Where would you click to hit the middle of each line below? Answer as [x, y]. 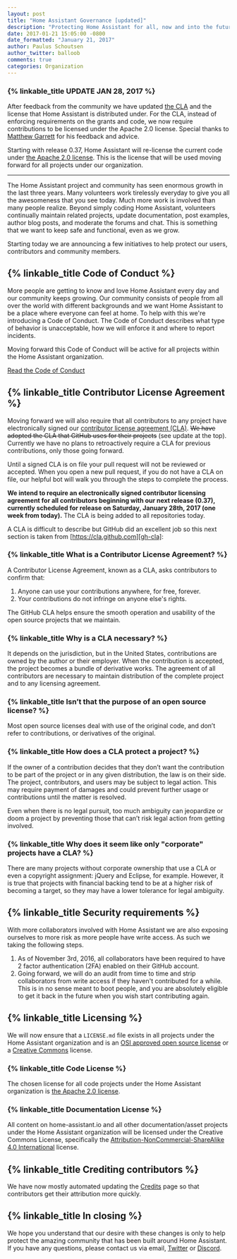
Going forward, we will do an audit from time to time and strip [107, 973]
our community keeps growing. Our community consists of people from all [115, 298]
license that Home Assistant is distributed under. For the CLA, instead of [112, 114]
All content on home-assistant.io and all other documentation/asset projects [117, 1125]
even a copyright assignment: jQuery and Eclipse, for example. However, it [116, 876]
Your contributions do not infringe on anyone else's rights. [102, 598]
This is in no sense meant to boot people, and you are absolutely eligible [122, 988]
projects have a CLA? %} [50, 853]
